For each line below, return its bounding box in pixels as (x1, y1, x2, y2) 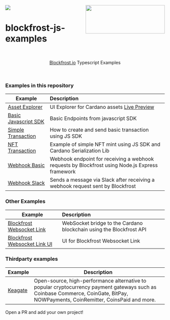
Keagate (8, 287, 28, 294)
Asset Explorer (8, 104, 43, 111)
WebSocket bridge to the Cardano (62, 219, 143, 226)
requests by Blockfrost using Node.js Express (50, 162, 158, 169)
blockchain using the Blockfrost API (62, 226, 147, 233)
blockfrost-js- (5, 22, 66, 34)
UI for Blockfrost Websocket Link (62, 237, 141, 244)
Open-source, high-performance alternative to (33, 277, 147, 284)
